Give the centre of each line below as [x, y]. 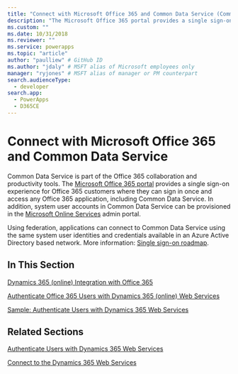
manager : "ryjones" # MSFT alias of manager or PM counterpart [103, 73]
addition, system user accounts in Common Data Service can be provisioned [119, 206]
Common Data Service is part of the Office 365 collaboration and [102, 176]
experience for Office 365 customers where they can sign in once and [110, 191]
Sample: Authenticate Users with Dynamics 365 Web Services [98, 309]
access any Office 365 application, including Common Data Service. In [110, 199]
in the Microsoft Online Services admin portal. [74, 214]
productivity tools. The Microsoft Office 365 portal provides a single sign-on [119, 183]
